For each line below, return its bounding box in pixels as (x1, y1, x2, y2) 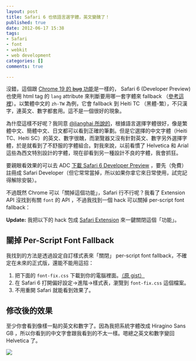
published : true (6, 19, 46, 25)
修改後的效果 (6, 306, 53, 316)
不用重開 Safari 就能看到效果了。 (14, 287, 94, 294)
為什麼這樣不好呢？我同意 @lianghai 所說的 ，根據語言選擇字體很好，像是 (6, 120, 182, 127)
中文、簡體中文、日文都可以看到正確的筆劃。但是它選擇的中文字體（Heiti (11, 127, 187, 134)
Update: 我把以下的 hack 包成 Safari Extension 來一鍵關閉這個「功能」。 (6, 216, 180, 224)
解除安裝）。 (11, 177, 40, 184)
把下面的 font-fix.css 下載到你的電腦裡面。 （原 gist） (14, 272, 145, 279)
